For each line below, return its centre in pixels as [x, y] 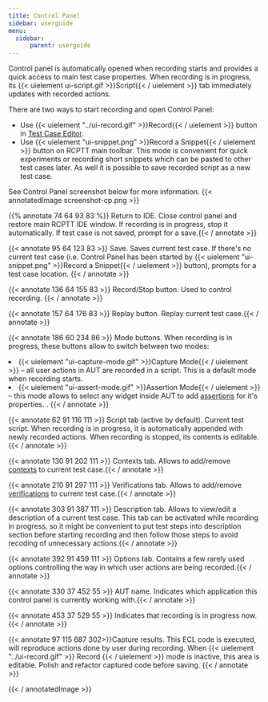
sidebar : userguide [41, 23]
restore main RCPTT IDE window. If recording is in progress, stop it [118, 225]
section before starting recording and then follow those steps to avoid [123, 535]
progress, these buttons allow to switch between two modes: [109, 347]
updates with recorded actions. [60, 94]
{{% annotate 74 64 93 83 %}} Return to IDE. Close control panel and [123, 216]
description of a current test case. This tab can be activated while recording [133, 517]
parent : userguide [60, 46]
